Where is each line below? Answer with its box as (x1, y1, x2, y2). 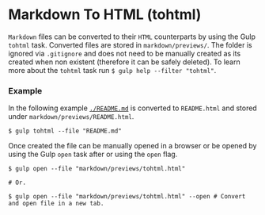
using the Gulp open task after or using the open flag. (8, 149, 178, 159)
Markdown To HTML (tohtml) (8, 6, 202, 24)
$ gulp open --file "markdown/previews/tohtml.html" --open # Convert (8, 193, 246, 201)
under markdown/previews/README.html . (8, 112, 134, 121)
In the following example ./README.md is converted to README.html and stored (8, 103, 257, 113)
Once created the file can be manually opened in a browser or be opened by (8, 141, 257, 151)
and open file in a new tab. (8, 200, 104, 208)
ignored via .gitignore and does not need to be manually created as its (8, 48, 241, 58)
